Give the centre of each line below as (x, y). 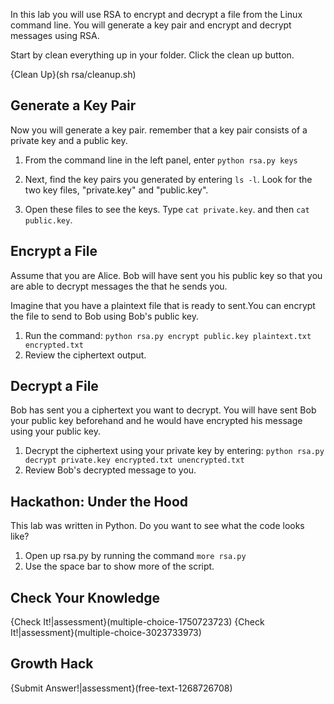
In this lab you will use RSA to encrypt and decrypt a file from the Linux (156, 14)
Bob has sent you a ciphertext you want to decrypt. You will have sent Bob (163, 410)
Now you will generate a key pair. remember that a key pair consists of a (159, 130)
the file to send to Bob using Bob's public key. (104, 316)
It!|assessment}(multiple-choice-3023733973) (106, 633)
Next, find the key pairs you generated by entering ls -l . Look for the (168, 179)
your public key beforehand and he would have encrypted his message (156, 421)
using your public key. (56, 431)
